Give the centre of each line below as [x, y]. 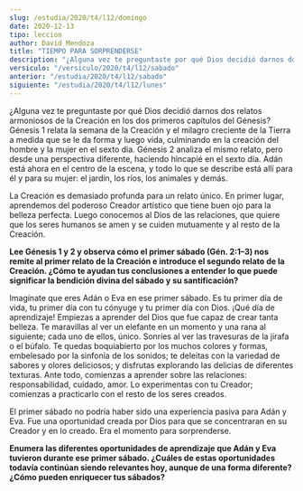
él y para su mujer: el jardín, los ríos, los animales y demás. [119, 178]
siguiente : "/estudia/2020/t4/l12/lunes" [88, 85]
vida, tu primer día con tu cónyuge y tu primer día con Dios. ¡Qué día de [142, 307]
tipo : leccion [36, 34]
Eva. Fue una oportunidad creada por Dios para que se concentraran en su [148, 420]
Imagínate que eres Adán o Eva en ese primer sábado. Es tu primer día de [146, 297]
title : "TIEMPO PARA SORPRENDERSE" [76, 52]
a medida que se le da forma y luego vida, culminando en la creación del [144, 139]
